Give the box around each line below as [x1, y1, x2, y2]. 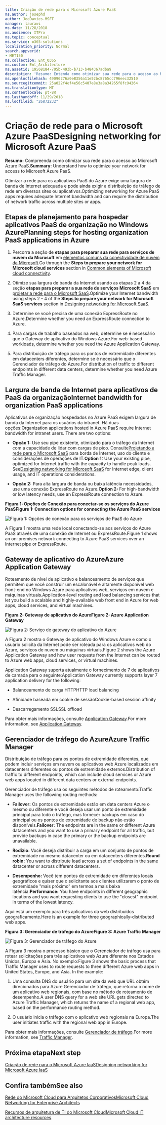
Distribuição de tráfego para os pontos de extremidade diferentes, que [5, 756, 149, 762]
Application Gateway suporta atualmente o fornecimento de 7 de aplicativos [5, 667, 160, 673]
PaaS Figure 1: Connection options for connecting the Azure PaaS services [5, 506, 161, 512]
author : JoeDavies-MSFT [5, 16, 54, 21]
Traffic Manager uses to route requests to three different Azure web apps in [5, 964, 159, 969]
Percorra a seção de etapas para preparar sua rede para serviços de [12, 249, 155, 255]
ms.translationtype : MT [5, 85, 54, 90]
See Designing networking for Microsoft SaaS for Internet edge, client [12, 466, 153, 472]
